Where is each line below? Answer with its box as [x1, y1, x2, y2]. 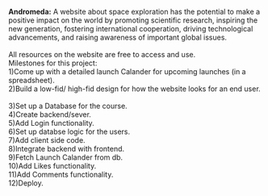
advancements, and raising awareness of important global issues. [8, 32, 228, 42]
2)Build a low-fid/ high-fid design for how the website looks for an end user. [8, 84, 261, 94]
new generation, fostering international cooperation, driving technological [8, 24, 253, 33]
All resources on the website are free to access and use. [8, 50, 196, 59]
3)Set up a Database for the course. [8, 101, 128, 111]
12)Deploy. [8, 178, 44, 188]
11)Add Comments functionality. [8, 169, 114, 179]
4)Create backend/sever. [8, 110, 91, 119]
